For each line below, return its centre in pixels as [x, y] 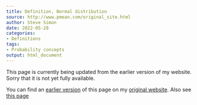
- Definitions [24, 39]
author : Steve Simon [32, 22]
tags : [13, 45]
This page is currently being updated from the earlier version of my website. [99, 72]
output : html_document [34, 55]
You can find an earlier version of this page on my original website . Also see [99, 89]
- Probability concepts [35, 50]
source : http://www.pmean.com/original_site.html [69, 17]
